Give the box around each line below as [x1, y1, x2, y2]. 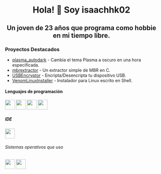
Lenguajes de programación [5, 88, 63, 94]
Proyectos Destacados [5, 46, 60, 52]
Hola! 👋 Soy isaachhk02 [32, 4, 130, 16]
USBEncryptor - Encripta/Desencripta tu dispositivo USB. [12, 72, 127, 78]
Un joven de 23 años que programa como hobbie [6, 24, 157, 32]
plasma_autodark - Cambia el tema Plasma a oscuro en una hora [12, 57, 142, 63]
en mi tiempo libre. [52, 31, 111, 39]
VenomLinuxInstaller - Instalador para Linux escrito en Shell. [12, 77, 132, 83]
